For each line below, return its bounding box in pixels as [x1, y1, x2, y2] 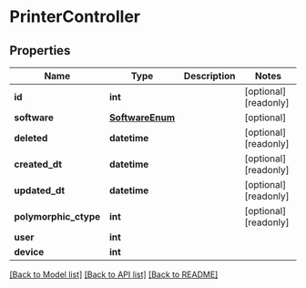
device [14, 246, 45, 258]
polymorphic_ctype [14, 211, 101, 222]
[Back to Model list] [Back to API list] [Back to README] [9, 269, 219, 280]
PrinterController [9, 6, 141, 27]
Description [183, 70, 236, 82]
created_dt [14, 158, 62, 170]
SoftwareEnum [108, 111, 176, 124]
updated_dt [14, 184, 66, 197]
